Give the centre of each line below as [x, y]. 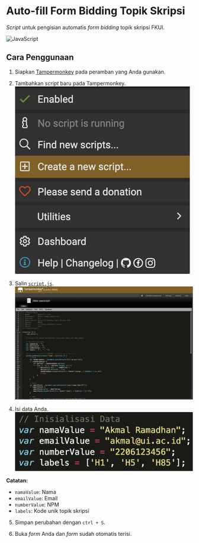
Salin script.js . [34, 283]
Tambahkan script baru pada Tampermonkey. [70, 83]
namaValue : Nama [35, 492]
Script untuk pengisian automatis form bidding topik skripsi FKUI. [85, 27]
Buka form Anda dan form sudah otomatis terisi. [73, 534]
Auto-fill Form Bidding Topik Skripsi [96, 11]
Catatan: [17, 481]
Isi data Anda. [31, 409]
